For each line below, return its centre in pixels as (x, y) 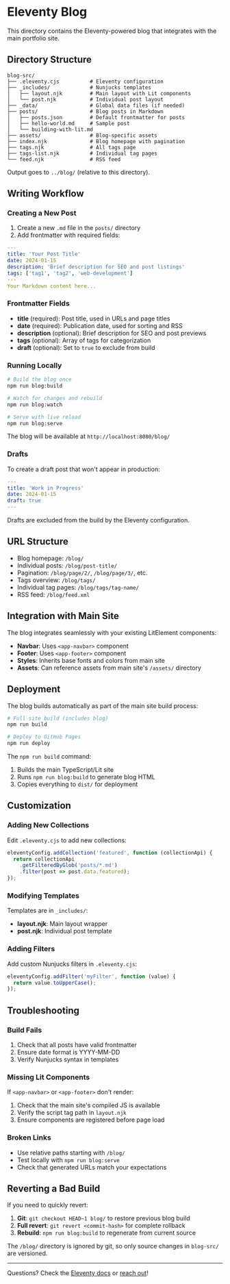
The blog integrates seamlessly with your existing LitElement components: (112, 632)
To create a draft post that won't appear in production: (84, 469)
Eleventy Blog (47, 12)
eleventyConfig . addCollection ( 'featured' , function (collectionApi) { (110, 853)
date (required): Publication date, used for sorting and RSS (100, 325)
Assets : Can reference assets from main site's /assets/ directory (109, 668)
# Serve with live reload (44, 417)
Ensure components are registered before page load (91, 1120)
